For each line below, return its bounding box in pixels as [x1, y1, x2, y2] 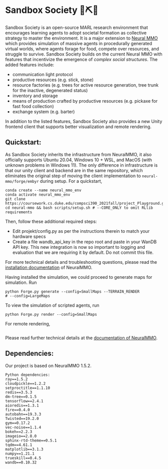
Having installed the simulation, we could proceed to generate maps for [5, 274, 152, 280]
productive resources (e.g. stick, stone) [12, 77, 94, 83]
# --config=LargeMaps [5, 293, 50, 298]
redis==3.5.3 [5, 389, 32, 395]
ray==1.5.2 [5, 376, 28, 381]
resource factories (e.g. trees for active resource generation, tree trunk [12, 82, 159, 88]
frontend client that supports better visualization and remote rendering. [5, 124, 151, 130]
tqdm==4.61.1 [5, 442, 32, 447]
